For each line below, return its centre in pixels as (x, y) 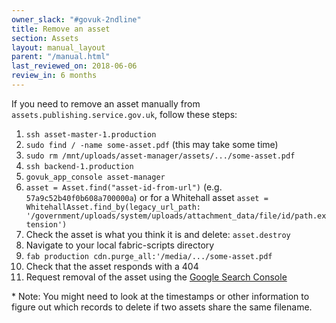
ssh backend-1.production (79, 166)
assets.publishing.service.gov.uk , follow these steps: (124, 114)
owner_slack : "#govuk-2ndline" (76, 19)
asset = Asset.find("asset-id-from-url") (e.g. (124, 187)
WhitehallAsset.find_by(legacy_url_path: (113, 207)
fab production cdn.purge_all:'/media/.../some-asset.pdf (149, 256)
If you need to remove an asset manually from (106, 103)
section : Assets (45, 38)
